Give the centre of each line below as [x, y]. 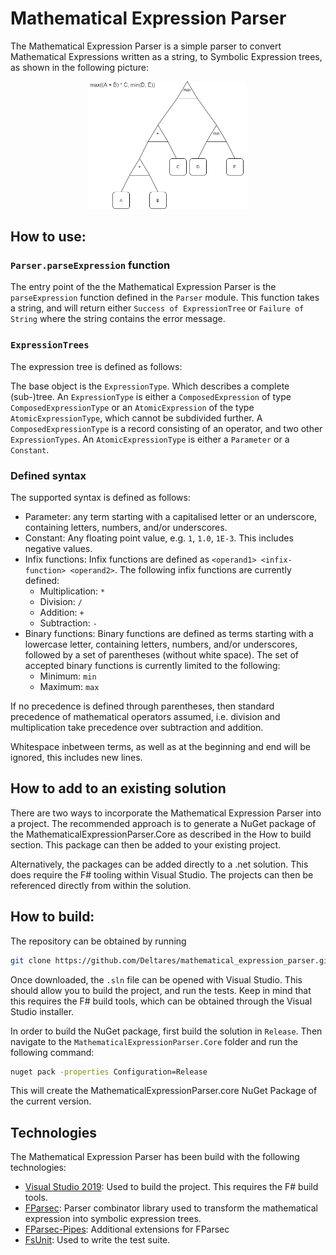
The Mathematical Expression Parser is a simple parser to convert [146, 46]
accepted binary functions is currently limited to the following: [152, 666]
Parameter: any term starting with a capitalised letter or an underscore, [171, 517]
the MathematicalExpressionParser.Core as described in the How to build [161, 834]
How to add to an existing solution [118, 788]
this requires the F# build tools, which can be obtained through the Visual [161, 1001]
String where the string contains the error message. [118, 319]
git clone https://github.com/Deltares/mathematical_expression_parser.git [171, 960]
